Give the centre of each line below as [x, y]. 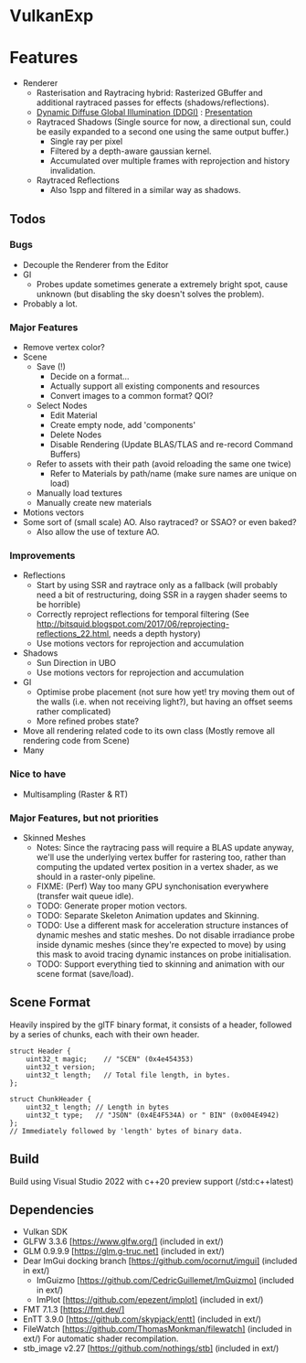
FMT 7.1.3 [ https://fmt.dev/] [74, 1310]
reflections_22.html [73, 634]
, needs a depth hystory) [154, 634]
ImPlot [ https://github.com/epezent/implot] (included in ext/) [150, 1300]
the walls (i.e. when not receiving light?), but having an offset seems [164, 702]
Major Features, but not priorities [84, 818]
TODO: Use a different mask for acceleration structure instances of [163, 925]
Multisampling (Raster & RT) [75, 794]
